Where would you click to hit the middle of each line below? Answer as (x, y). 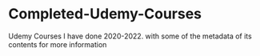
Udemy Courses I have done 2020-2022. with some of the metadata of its (130, 36)
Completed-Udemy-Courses (105, 14)
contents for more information (58, 44)
